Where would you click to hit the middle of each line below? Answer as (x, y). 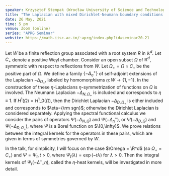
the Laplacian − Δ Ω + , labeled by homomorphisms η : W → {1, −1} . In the (77, 81)
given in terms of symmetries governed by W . (53, 138)
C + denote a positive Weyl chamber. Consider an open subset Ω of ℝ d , (78, 60)
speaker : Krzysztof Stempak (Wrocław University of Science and (74, 10)
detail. (12, 168)
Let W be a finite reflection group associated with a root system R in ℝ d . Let (83, 52)
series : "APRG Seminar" (30, 33)
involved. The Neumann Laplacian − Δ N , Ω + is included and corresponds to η (83, 94)
